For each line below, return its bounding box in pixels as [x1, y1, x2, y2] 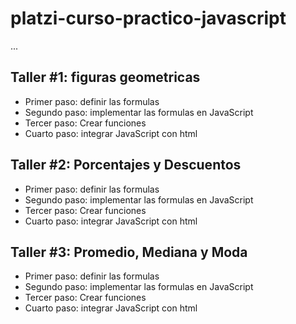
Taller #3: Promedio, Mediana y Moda [10, 243, 248, 261]
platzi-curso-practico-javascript [10, 7, 287, 30]
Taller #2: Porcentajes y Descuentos [10, 157, 242, 174]
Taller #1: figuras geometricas [10, 69, 201, 86]
